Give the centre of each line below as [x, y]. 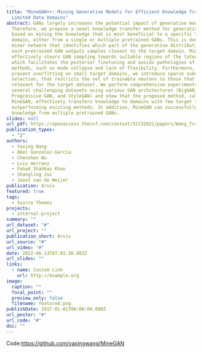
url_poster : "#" [26, 315]
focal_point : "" [32, 292]
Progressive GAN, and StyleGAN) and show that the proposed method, [99, 96]
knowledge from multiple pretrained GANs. [66, 113]
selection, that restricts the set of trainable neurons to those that [103, 79]
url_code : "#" [24, 320]
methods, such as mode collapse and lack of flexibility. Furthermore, [103, 68]
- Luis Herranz [31, 164]
